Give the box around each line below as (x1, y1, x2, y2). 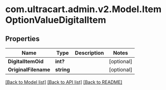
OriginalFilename (8, 66, 51, 73)
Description (75, 50, 104, 56)
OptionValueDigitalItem (5, 14, 106, 26)
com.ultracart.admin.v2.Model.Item (5, 4, 162, 15)
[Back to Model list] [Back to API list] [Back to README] (5, 79, 123, 85)
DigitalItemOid (8, 58, 44, 65)
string (55, 66, 70, 73)
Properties (5, 34, 40, 43)
